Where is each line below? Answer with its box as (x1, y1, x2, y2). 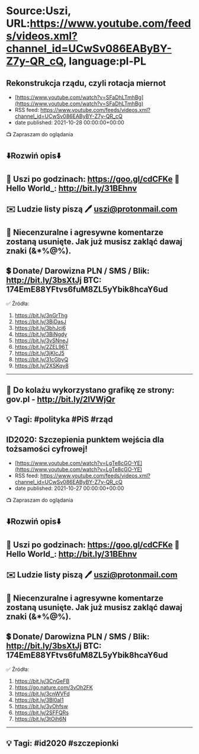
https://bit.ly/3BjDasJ (14, 318, 67, 325)
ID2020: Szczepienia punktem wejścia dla (6, 434, 165, 445)
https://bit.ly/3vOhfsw (14, 703, 68, 710)
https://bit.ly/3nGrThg (14, 312, 68, 319)
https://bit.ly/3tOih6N (14, 716, 67, 723)
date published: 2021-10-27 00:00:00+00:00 (14, 485, 124, 492)
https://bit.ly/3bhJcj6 (14, 325, 66, 332)
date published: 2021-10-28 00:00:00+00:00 (14, 119, 124, 126)
